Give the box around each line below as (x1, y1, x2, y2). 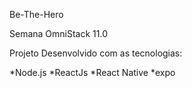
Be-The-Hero (9, 9, 64, 20)
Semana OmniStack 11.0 (9, 28, 108, 39)
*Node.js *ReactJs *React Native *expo (9, 67, 176, 78)
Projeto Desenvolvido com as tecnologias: (9, 47, 183, 59)
